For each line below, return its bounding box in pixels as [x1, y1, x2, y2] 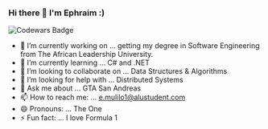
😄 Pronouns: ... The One [19, 104, 102, 114]
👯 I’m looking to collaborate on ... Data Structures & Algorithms [19, 67, 228, 76]
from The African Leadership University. [19, 50, 154, 59]
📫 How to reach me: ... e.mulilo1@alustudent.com [19, 92, 186, 103]
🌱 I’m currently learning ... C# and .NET [19, 58, 150, 67]
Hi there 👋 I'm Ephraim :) [8, 7, 105, 18]
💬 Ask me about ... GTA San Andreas [19, 83, 142, 93]
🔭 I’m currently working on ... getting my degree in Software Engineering [19, 41, 260, 50]
